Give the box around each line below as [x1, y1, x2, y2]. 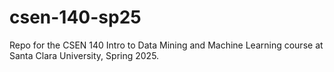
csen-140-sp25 [9, 6, 142, 29]
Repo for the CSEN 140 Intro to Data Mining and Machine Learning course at [9, 39, 324, 51]
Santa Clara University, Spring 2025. [9, 49, 160, 61]
